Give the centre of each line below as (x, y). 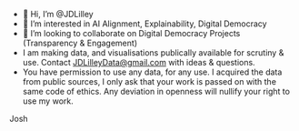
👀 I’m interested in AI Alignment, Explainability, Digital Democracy (145, 24)
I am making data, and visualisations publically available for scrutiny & (153, 53)
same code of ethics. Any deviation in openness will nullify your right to (156, 91)
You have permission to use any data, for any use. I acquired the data (152, 72)
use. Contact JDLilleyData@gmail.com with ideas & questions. (139, 62)
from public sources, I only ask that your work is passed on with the (149, 81)
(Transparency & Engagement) (80, 43)
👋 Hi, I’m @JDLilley (58, 14)
